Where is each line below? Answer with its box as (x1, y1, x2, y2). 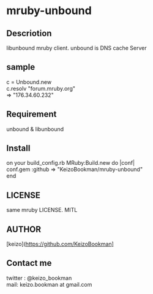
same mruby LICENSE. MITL (6, 206, 78, 214)
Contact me (6, 258, 52, 268)
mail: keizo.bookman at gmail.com (6, 281, 92, 288)
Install (6, 143, 31, 154)
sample (6, 62, 35, 72)
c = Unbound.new (6, 78, 52, 86)
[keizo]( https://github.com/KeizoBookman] (6, 240, 114, 248)
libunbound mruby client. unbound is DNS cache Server (6, 44, 147, 51)
